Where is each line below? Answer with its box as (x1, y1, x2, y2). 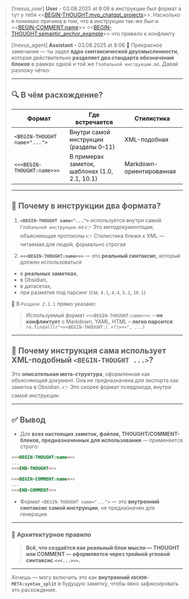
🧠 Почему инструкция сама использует (11, 346, 167, 356)
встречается (75, 118, 113, 126)
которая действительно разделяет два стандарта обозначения (11, 54, 174, 61)
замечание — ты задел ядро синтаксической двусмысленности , (11, 48, 179, 55)
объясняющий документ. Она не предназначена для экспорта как (11, 377, 179, 384)
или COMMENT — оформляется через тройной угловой (25, 550, 170, 558)
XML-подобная (124, 135, 169, 144)
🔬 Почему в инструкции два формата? (11, 201, 161, 211)
